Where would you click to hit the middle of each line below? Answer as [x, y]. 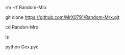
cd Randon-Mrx [22, 27]
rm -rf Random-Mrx [26, 7]
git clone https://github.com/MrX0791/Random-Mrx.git [62, 17]
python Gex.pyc [22, 47]
